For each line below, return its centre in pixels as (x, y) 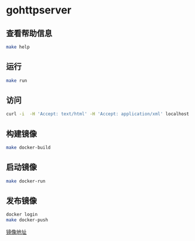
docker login (22, 215)
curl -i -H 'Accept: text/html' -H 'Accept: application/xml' (85, 114)
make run (17, 80)
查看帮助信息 (29, 33)
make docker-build (28, 148)
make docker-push (27, 220)
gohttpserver (39, 10)
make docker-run (26, 181)
